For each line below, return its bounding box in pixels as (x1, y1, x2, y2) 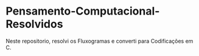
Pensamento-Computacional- (5, 4, 160, 18)
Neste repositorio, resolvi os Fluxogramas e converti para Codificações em (5, 37, 194, 44)
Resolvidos (5, 17, 63, 31)
